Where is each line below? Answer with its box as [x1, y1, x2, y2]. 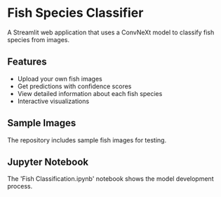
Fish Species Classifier [7, 5, 144, 21]
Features [7, 56, 47, 68]
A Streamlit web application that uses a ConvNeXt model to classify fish [7, 28, 215, 36]
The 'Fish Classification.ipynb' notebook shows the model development [7, 175, 214, 183]
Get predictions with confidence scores [17, 82, 132, 90]
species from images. [7, 35, 70, 43]
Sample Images [7, 117, 76, 129]
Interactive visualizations [17, 97, 90, 105]
